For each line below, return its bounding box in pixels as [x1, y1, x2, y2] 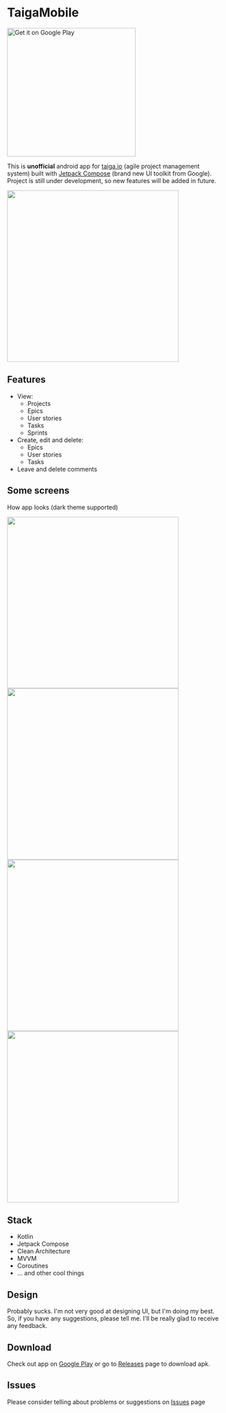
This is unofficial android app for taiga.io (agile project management [7, 162, 200, 170]
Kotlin [16, 1233, 34, 1241]
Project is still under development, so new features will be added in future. [7, 176, 217, 184]
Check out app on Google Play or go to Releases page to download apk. [7, 1360, 210, 1368]
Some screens [7, 485, 70, 496]
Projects [27, 399, 51, 407]
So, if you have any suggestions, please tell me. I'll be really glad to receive [7, 1314, 219, 1323]
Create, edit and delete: [16, 435, 84, 444]
